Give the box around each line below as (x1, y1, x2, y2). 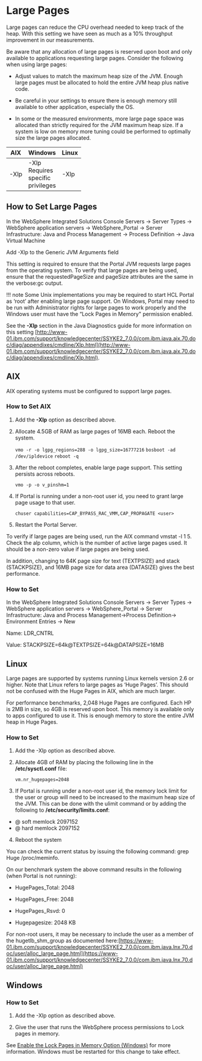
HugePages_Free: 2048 (14, 895, 74, 903)
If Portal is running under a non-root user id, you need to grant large (14, 492, 183, 500)
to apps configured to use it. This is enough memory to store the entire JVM (6, 712, 194, 719)
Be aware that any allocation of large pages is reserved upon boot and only (6, 48, 192, 55)
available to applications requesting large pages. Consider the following (6, 54, 183, 61)
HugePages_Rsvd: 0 (14, 907, 66, 915)
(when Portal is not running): (6, 873, 77, 880)
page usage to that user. (14, 499, 76, 506)
